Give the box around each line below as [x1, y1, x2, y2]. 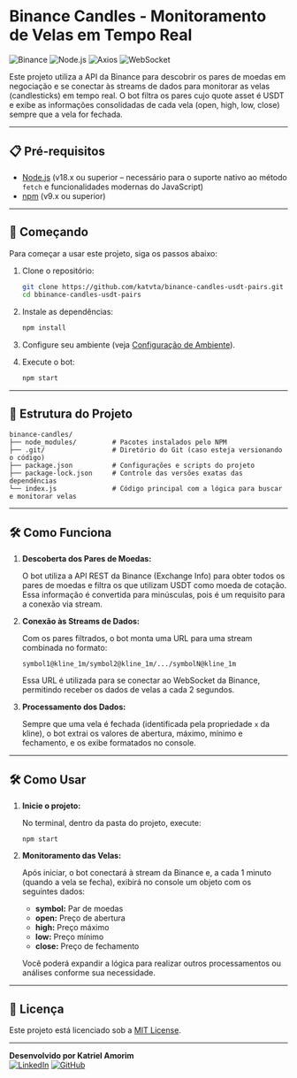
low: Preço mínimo [34, 931, 104, 943]
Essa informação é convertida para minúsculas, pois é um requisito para [21, 589, 286, 600]
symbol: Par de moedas [34, 904, 124, 914]
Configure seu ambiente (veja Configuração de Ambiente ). [21, 340, 236, 350]
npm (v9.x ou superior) [21, 190, 106, 201]
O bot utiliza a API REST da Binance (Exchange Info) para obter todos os [21, 570, 286, 581]
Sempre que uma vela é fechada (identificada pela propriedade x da [21, 718, 270, 729]
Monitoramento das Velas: [21, 851, 122, 861]
